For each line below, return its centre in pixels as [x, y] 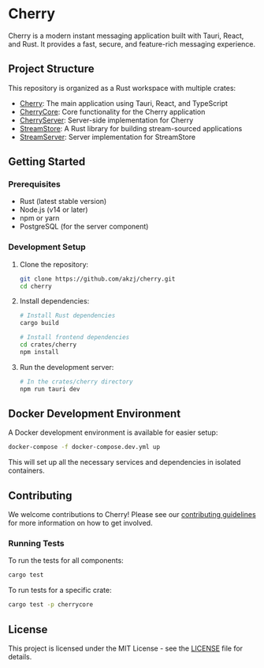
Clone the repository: [54, 264]
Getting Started [47, 162]
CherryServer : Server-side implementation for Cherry [106, 120]
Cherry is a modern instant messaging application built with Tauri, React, [126, 36]
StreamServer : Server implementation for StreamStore [108, 137]
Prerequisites [34, 184]
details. [20, 656]
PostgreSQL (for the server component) [84, 227]
